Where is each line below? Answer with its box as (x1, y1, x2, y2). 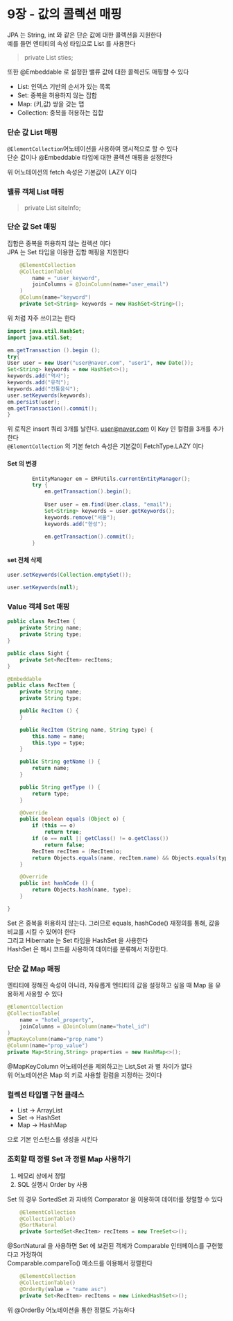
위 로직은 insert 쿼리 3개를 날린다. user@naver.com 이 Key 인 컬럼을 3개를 (7, 425, 212, 433)
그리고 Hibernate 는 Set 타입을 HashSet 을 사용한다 (7, 936, 148, 944)
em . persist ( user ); (7, 398, 60, 405)
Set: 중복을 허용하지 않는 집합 (17, 91, 97, 99)
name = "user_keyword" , (32, 274, 101, 281)
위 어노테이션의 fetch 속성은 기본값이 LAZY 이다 (7, 168, 137, 177)
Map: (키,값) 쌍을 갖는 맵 (17, 99, 85, 108)
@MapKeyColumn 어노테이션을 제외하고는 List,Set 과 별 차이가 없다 (7, 1062, 193, 1071)
